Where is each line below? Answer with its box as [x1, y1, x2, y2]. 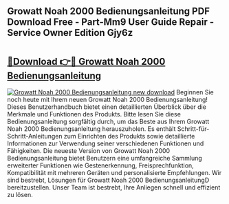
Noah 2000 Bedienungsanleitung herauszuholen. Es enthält [7, 125, 176, 133]
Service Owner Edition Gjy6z [7, 27, 133, 39]
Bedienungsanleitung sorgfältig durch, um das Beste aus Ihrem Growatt [7, 117, 210, 125]
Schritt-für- [177, 125, 210, 133]
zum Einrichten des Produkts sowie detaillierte [63, 132, 195, 140]
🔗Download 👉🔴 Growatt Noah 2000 [7, 55, 166, 68]
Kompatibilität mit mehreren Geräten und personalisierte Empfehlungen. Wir [7, 169, 222, 176]
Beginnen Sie [176, 88, 215, 96]
